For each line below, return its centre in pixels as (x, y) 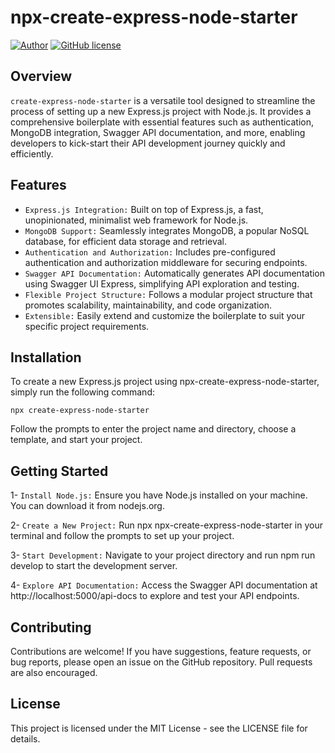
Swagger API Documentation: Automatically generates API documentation (175, 273)
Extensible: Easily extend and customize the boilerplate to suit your (164, 315)
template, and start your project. (76, 440)
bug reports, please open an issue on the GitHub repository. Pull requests (161, 662)
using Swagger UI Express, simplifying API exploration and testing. (162, 283)
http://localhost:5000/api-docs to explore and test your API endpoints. (155, 596)
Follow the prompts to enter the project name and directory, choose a (153, 429)
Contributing (51, 627)
